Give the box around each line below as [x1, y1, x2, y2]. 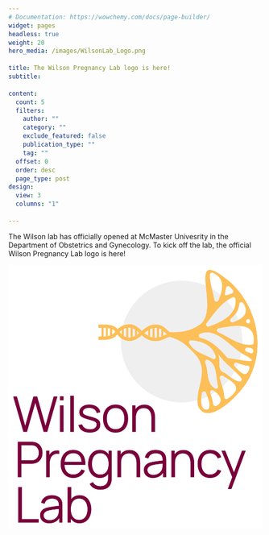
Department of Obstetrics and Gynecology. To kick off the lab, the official [8, 240, 252, 250]
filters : [15, 106, 45, 114]
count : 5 [15, 97, 45, 106]
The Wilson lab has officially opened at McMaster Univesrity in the [8, 231, 229, 241]
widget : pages [8, 21, 56, 30]
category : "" [23, 123, 67, 132]
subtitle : [8, 73, 42, 81]
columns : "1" [15, 200, 60, 209]
